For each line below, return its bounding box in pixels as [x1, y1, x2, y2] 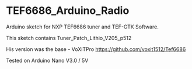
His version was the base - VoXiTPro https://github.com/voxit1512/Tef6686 [6, 45, 186, 53]
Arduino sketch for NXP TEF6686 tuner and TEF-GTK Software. [6, 23, 159, 30]
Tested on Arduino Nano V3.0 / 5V [6, 57, 89, 64]
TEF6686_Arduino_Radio [6, 4, 130, 17]
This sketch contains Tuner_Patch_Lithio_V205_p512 [6, 34, 132, 41]
